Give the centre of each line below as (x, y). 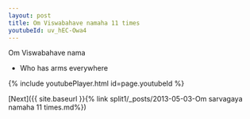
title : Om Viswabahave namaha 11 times (74, 23)
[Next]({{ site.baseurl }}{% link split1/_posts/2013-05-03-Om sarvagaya (125, 99)
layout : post (30, 15)
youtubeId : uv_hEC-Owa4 (48, 30)
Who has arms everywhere (64, 68)
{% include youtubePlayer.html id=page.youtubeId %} (96, 83)
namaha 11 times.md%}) (48, 107)
